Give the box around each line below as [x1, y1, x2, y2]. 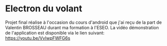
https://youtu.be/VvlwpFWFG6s [5, 35, 71, 41]
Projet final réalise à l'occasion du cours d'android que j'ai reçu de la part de [5, 19, 162, 25]
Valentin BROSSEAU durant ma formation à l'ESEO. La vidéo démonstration [5, 24, 159, 30]
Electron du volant [5, 3, 82, 14]
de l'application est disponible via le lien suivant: [5, 30, 105, 36]
